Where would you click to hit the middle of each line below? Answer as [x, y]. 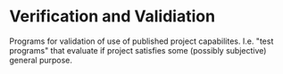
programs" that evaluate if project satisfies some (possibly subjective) [138, 50]
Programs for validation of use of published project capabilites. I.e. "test [141, 41]
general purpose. [41, 60]
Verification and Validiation [112, 16]
